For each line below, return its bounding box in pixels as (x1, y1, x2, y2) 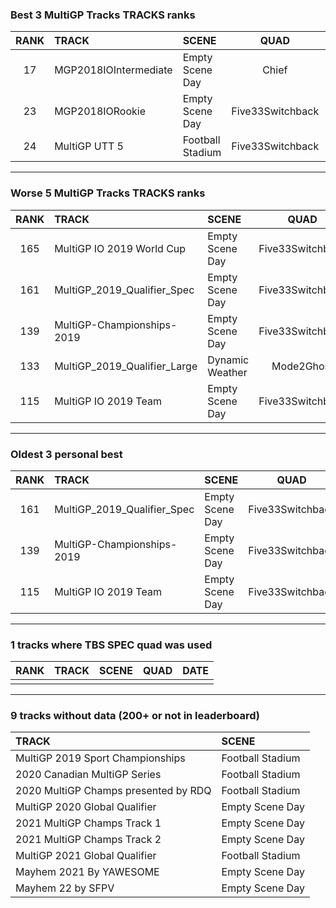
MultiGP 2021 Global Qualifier (15, 849, 157, 863)
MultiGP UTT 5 (54, 139, 124, 153)
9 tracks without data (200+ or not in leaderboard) (10, 709, 260, 723)
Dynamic (207, 353, 250, 367)
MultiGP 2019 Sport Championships (15, 751, 186, 765)
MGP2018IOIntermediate (54, 63, 173, 77)
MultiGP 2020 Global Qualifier (15, 800, 157, 814)
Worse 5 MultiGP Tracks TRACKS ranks (10, 186, 206, 200)
